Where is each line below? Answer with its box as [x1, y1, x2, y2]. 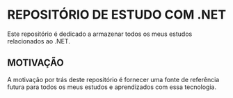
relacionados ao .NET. [7, 37, 71, 45]
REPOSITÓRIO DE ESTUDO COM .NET [7, 7, 227, 23]
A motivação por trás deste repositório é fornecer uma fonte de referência [7, 75, 220, 84]
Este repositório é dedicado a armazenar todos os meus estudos [7, 30, 193, 38]
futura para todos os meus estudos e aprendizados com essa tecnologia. [7, 83, 217, 91]
